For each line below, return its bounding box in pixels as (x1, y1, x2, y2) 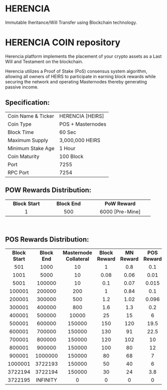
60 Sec (59, 129, 77, 136)
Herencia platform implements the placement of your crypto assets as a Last (5, 53, 162, 59)
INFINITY (35, 377, 57, 384)
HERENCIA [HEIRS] (59, 112, 104, 119)
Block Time (7, 129, 34, 136)
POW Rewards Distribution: (5, 186, 92, 194)
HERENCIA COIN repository (5, 37, 121, 48)
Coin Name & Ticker (7, 112, 55, 119)
